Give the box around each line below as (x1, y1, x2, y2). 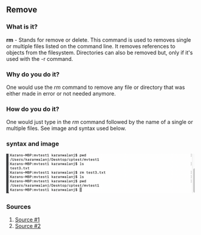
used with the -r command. (6, 55, 74, 62)
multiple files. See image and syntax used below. (6, 125, 127, 132)
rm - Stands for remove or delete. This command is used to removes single (6, 36, 191, 44)
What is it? (6, 23, 38, 31)
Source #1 (14, 216, 40, 223)
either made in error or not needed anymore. (6, 89, 116, 97)
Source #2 (14, 222, 41, 230)
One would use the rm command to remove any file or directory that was (6, 84, 185, 91)
